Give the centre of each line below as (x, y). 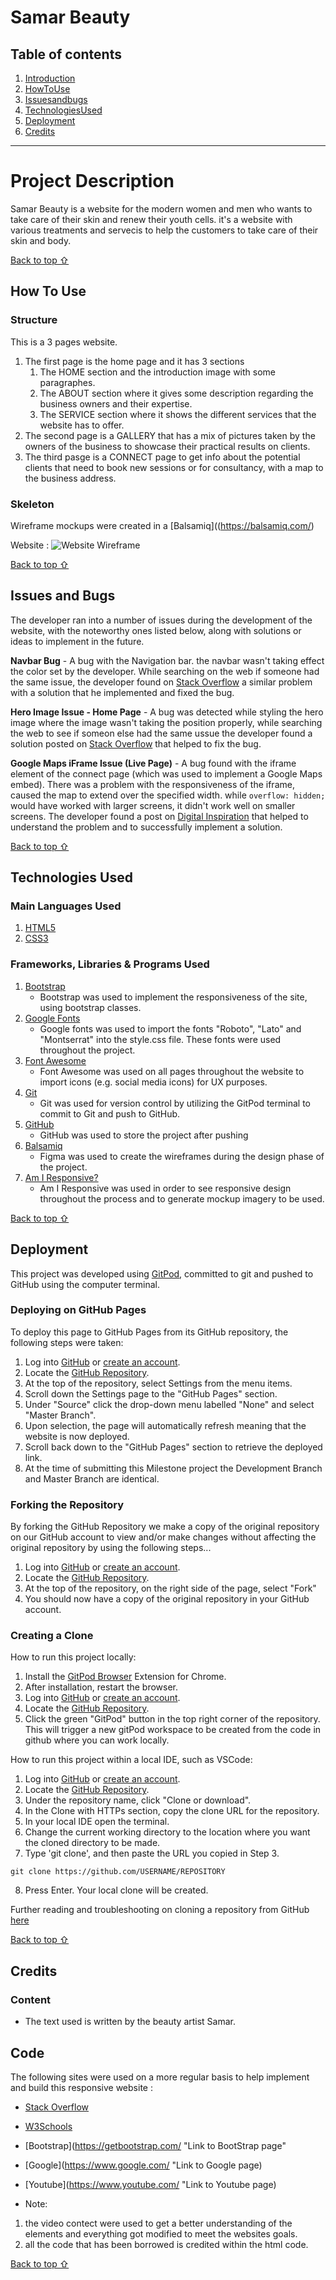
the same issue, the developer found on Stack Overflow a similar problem (161, 682)
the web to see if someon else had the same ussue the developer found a (161, 733)
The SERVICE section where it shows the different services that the (178, 414)
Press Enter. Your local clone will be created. (116, 1890)
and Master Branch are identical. (92, 1478)
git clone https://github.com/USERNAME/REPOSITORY (118, 1872)
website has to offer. (82, 425)
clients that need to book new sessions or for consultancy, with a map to (174, 467)
